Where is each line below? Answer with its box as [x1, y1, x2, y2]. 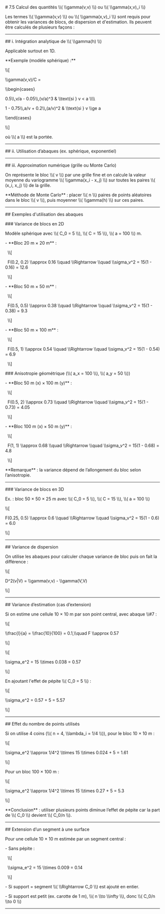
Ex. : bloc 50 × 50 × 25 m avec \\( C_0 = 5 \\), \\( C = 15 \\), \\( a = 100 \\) [5, 496, 150, 502]
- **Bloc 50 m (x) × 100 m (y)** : [5, 380, 72, 386]
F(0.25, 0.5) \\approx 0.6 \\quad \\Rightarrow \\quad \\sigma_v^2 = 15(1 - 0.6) [5, 515, 160, 521]
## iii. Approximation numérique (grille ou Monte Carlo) [5, 162, 117, 168]
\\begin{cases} [5, 86, 35, 92]
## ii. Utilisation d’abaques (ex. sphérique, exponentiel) [5, 148, 117, 154]
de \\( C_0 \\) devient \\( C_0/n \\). [5, 812, 72, 818]
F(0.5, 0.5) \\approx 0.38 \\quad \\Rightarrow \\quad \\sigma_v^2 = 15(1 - [7, 303, 153, 308]
